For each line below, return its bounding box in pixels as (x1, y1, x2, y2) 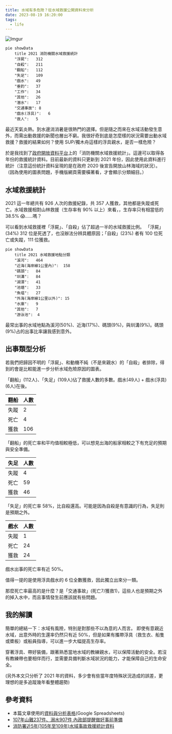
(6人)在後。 (5, 383, 30, 389)
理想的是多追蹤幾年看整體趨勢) (5, 679, 70, 685)
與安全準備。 (5, 446, 32, 452)
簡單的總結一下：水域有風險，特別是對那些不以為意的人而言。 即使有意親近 (5, 625, 164, 631)
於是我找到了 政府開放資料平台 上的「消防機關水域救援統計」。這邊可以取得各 (5, 150, 165, 156)
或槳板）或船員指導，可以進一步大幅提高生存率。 (5, 638, 109, 644)
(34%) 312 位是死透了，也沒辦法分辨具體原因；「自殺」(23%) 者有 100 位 (5, 230, 159, 236)
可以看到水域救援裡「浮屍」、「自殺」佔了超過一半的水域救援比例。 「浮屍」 (5, 224, 164, 230)
